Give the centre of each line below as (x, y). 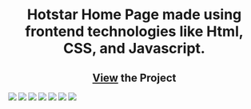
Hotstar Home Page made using (134, 15)
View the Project (134, 78)
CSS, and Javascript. (134, 49)
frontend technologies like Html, (134, 31)
